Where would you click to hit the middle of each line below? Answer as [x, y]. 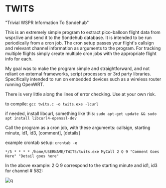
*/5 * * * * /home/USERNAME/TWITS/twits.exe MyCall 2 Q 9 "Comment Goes [82, 151]
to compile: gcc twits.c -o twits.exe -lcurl [52, 103]
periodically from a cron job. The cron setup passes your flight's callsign [80, 42]
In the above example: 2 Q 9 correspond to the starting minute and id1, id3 [82, 165]
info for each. [19, 58]
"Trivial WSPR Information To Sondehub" [47, 22]
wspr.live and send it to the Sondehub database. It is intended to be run [79, 37]
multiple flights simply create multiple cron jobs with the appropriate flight [81, 53]
